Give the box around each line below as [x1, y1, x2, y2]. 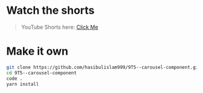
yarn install [6, 81, 39, 87]
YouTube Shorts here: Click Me [21, 23, 98, 31]
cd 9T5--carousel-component [6, 70, 77, 76]
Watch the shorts [6, 4, 95, 17]
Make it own [6, 44, 68, 58]
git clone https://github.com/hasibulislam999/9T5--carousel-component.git [6, 64, 201, 70]
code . [6, 76, 23, 82]
